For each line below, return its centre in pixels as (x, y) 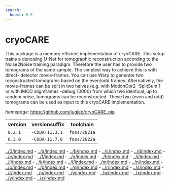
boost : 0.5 (21, 15)
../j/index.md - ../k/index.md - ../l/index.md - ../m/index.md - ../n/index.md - (84, 162)
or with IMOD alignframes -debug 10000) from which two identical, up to (81, 91)
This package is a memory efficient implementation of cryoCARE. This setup (85, 54)
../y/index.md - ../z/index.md (35, 178)
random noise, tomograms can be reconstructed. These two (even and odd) (84, 97)
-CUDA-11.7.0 (47, 139)
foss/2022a (82, 139)
